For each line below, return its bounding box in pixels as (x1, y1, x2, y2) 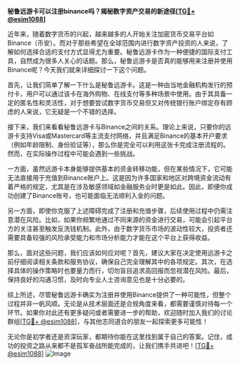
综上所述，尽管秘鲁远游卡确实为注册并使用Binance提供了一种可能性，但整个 (7, 291, 232, 299)
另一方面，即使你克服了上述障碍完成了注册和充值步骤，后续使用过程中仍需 (7, 206, 226, 215)
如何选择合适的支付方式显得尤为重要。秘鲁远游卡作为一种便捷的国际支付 (13, 48, 226, 56)
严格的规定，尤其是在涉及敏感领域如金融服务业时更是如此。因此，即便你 (13, 182, 226, 191)
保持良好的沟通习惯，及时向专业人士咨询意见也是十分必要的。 (7, 275, 189, 284)
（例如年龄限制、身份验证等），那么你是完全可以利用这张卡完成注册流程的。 (7, 141, 230, 149)
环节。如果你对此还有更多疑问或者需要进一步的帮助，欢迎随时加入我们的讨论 (7, 309, 233, 316)
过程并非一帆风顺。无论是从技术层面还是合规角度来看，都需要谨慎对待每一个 (7, 299, 233, 308)
